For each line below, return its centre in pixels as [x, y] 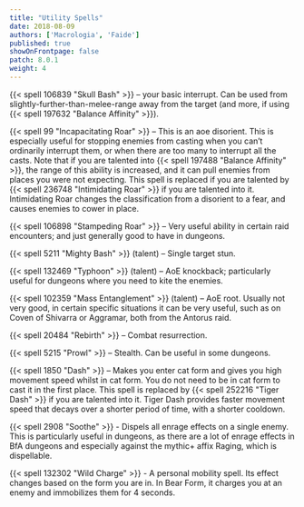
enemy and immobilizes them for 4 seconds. [92, 492]
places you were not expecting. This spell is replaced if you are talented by [149, 179]
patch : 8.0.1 [34, 60]
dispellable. [31, 455]
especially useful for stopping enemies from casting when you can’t [136, 141]
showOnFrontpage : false [54, 52]
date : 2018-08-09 [42, 26]
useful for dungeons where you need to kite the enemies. [117, 280]
